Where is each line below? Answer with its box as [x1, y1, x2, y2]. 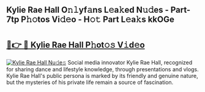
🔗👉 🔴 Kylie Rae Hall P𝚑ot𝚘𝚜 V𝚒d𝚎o [6, 40, 145, 50]
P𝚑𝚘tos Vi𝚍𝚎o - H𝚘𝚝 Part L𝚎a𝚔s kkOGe [21, 15, 174, 25]
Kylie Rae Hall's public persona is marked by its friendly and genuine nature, [6, 73, 198, 79]
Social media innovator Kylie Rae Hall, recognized [67, 59, 193, 66]
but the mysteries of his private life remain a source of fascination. [6, 79, 174, 86]
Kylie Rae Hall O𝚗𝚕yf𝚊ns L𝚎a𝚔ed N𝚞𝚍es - [6, 5, 170, 15]
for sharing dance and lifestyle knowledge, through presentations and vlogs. [6, 66, 199, 73]
